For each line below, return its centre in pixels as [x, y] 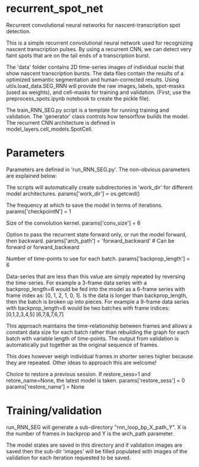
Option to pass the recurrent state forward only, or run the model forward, [97, 234]
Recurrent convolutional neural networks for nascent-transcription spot [93, 25]
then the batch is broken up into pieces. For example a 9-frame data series [98, 301]
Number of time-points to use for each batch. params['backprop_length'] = [98, 258]
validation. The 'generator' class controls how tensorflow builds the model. [98, 116]
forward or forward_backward [43, 247]
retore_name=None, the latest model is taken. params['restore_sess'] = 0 [96, 380]
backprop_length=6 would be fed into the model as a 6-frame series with [96, 289]
